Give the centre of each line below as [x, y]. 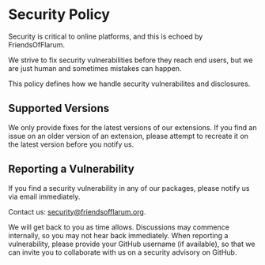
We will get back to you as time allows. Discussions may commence [119, 227]
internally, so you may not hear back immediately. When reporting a [118, 235]
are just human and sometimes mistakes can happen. [95, 68]
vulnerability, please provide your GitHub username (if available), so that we [132, 244]
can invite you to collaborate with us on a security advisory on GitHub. [123, 252]
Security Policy [59, 15]
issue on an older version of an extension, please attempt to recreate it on [129, 136]
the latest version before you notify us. [71, 144]
